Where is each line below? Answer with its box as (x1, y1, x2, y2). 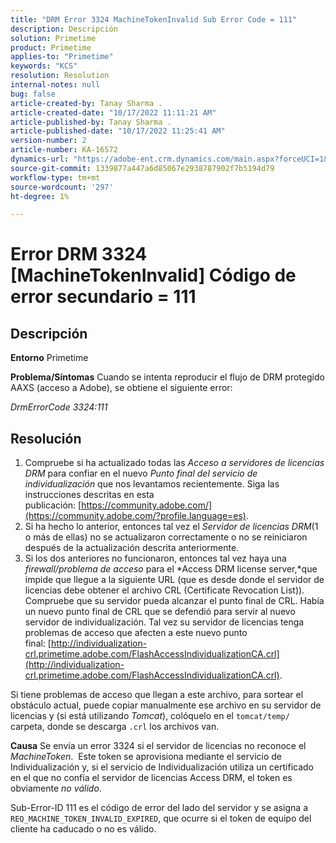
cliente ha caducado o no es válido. (10, 823, 157, 835)
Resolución (10, 430, 82, 447)
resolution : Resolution (10, 71, 110, 81)
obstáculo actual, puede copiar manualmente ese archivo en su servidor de (10, 699, 322, 711)
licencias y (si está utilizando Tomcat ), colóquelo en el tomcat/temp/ (10, 710, 290, 722)
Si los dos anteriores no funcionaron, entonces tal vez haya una (24, 552, 287, 565)
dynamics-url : (10, 154, 70, 164)
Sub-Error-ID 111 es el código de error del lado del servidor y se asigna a (10, 802, 309, 814)
